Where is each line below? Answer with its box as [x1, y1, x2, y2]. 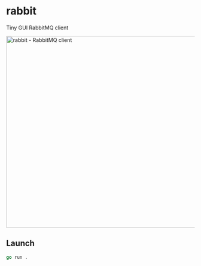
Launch [6, 238, 35, 249]
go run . [6, 254, 28, 260]
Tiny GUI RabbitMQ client [6, 24, 69, 31]
